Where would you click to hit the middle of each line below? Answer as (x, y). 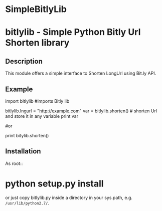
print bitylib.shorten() (27, 136)
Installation (23, 151)
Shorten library (37, 43)
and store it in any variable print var (42, 116)
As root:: (14, 163)
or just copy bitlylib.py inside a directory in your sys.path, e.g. (69, 197)
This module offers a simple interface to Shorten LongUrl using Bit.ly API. (81, 73)
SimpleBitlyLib (36, 9)
